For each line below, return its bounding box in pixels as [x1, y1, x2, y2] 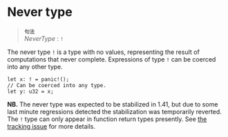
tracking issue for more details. [7, 122, 95, 130]
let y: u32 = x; [7, 88, 54, 95]
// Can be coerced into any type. [7, 82, 107, 89]
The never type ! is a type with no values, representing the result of [7, 48, 200, 56]
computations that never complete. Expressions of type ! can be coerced [7, 55, 216, 63]
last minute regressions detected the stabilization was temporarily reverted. [7, 107, 222, 116]
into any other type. [7, 62, 64, 71]
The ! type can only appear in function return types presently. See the [7, 115, 207, 123]
